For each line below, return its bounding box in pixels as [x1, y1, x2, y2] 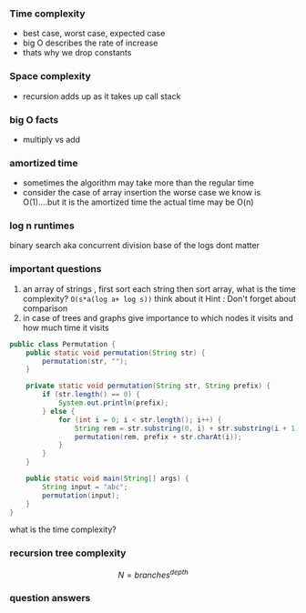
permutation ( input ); [42, 490, 120, 500]
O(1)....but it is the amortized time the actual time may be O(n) [22, 196, 254, 207]
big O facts [9, 113, 59, 126]
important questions [9, 263, 102, 276]
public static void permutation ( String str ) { [25, 348, 206, 357]
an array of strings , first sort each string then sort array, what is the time [22, 283, 296, 294]
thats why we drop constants [22, 47, 132, 58]
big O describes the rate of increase [22, 37, 158, 48]
